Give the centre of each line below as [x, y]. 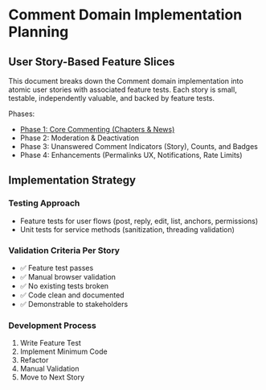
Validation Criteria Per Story [64, 250]
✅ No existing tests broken [64, 286]
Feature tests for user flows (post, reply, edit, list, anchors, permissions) [139, 221]
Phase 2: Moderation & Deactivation [79, 138]
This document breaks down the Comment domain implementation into [126, 81]
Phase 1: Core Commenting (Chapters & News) [97, 129]
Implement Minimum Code [63, 351]
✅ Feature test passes [57, 268]
